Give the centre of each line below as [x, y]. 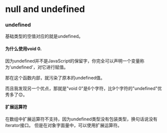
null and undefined [45, 9]
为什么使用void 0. [23, 49]
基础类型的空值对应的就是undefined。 [44, 36]
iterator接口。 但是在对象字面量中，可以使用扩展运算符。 [64, 125]
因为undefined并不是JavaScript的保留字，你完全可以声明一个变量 [73, 60]
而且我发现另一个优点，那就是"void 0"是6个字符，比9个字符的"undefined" [81, 88]
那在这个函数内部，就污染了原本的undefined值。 [55, 77]
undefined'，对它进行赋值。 [39, 67]
